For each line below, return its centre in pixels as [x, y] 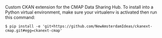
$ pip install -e [23, 26]
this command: [20, 17]
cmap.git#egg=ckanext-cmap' [34, 31]
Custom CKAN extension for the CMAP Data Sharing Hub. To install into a [79, 7]
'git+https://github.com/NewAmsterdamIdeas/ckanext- [97, 26]
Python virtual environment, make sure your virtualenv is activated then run [81, 12]
